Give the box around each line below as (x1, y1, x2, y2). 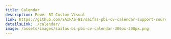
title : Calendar (5, 7, 40, 13)
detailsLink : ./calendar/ (5, 21, 60, 27)
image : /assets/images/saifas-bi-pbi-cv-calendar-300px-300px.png (5, 26, 149, 31)
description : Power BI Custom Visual (5, 12, 85, 17)
